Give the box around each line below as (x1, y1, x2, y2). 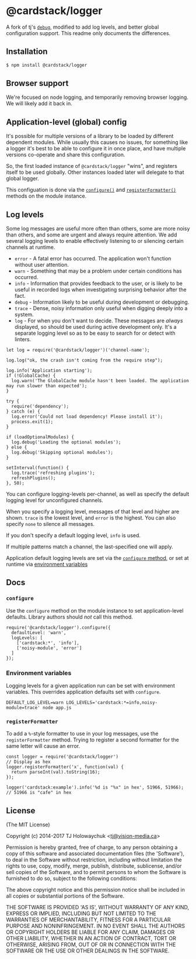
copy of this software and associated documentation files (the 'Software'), (6, 850, 185, 857)
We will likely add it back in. (6, 100, 73, 107)
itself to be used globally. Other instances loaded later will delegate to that (6, 169, 184, 176)
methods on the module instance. (6, 193, 87, 200)
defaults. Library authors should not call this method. (6, 613, 133, 620)
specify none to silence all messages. (6, 521, 95, 528)
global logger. (6, 175, 39, 182)
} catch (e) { (6, 408, 41, 415)
